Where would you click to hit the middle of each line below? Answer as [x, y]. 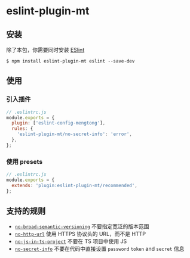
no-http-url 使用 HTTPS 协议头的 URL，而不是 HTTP [80, 234]
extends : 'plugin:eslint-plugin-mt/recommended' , [74, 185]
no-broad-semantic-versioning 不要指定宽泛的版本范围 [82, 226]
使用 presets [24, 161]
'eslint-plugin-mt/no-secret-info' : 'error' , [75, 134]
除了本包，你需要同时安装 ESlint [45, 50]
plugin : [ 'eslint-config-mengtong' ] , [59, 123]
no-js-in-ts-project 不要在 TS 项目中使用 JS [71, 241]
